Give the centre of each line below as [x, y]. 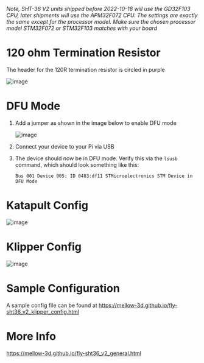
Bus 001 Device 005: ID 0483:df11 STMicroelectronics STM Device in [104, 176]
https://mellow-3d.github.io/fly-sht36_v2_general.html [74, 353]
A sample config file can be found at [52, 305]
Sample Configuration [63, 288]
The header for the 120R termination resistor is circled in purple [86, 69]
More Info [31, 336]
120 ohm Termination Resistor [83, 53]
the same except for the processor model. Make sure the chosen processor [101, 22]
